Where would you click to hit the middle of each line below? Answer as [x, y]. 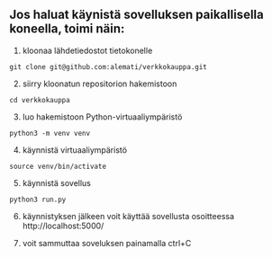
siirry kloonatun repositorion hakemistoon [100, 84]
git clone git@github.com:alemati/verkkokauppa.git [108, 66]
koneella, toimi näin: [67, 29]
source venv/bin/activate [58, 166]
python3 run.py [38, 199]
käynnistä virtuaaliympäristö [75, 150]
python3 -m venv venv [50, 133]
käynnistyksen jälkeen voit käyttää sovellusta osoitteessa [128, 216]
